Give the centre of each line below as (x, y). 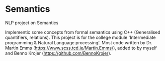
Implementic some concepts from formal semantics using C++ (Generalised (83, 32)
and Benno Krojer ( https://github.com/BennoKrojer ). (58, 53)
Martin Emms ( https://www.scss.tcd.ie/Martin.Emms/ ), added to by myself (81, 48)
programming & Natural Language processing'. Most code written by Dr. (79, 42)
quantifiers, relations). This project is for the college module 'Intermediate (81, 37)
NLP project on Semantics (32, 23)
